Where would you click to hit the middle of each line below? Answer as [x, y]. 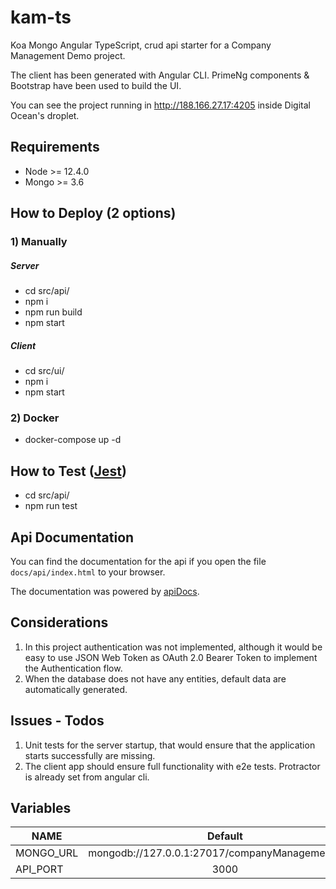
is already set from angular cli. [87, 777]
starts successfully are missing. [90, 755]
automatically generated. [76, 689]
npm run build [53, 312]
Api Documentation [72, 537]
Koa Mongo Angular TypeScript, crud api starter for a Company [141, 45]
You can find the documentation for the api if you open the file [138, 561]
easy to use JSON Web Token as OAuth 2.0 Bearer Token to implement [171, 657]
